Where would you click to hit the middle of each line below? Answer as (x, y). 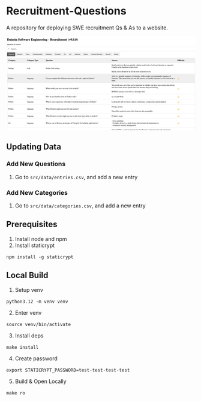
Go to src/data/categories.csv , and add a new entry (80, 206)
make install (22, 347)
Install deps (29, 335)
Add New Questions (36, 164)
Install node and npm (41, 239)
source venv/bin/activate (38, 324)
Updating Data (34, 147)
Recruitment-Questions (67, 11)
